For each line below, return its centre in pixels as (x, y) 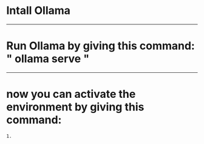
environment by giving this (75, 107)
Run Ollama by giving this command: (101, 46)
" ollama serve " (48, 59)
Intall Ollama (39, 11)
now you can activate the (71, 94)
